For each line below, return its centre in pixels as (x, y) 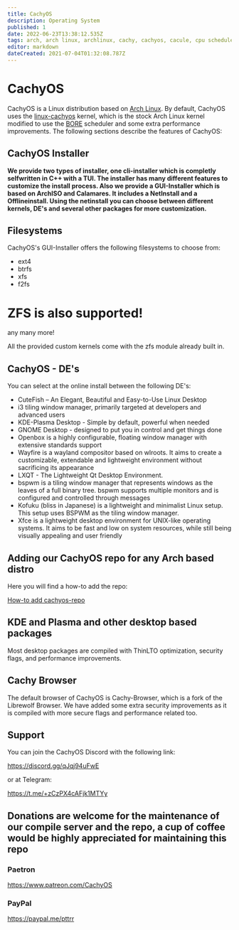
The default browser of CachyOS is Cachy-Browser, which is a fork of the (115, 697)
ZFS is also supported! (75, 313)
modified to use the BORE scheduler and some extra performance (104, 123)
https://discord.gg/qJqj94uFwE (53, 766)
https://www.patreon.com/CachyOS (60, 885)
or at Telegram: (30, 780)
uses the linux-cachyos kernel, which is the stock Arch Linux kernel (106, 116)
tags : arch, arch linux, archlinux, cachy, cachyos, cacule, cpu (106, 41)
